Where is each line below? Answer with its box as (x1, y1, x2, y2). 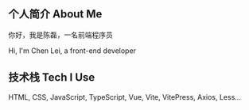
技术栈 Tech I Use (8, 70, 95, 85)
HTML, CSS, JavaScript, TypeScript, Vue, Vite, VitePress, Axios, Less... (8, 92, 241, 101)
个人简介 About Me (8, 7, 103, 21)
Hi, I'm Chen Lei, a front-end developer (8, 46, 137, 55)
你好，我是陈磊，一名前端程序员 (8, 30, 113, 40)
